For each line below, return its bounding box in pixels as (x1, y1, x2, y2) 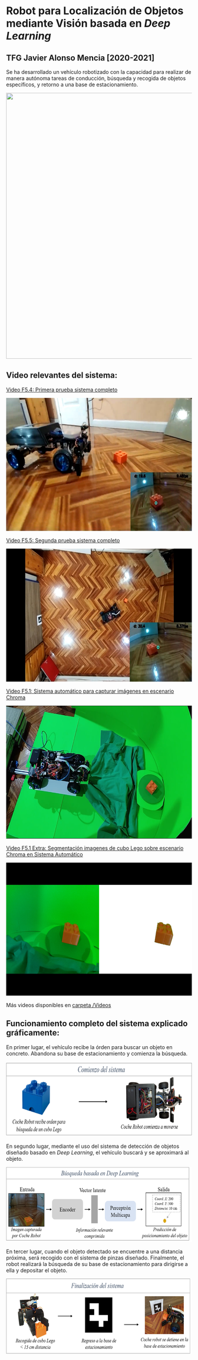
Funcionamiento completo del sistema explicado (6, 1018, 188, 1029)
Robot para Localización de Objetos (6, 4, 184, 18)
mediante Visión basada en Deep (6, 17, 171, 30)
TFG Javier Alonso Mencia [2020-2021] (6, 53, 155, 63)
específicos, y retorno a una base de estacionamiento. (6, 81, 138, 88)
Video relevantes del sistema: (6, 371, 118, 381)
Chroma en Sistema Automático (6, 851, 84, 858)
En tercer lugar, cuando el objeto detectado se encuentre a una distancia (6, 1248, 183, 1255)
